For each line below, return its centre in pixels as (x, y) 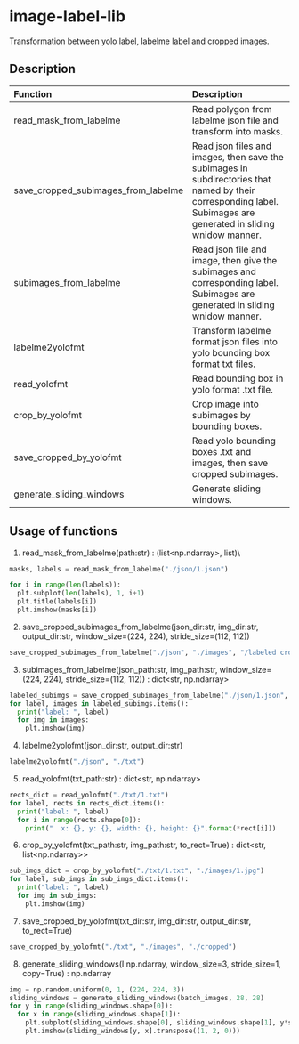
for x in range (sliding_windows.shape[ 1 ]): (99, 1015)
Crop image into (226, 404)
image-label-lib (68, 16)
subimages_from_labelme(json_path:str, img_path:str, (120, 669)
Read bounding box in (238, 378)
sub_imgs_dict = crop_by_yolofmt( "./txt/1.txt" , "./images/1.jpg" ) (137, 871)
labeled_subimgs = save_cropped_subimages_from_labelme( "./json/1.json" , (149, 695)
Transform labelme (231, 330)
